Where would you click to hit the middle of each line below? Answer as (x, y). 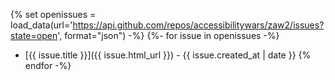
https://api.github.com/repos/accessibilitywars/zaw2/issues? (198, 25)
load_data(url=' (41, 25)
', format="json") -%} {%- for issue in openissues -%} (168, 35)
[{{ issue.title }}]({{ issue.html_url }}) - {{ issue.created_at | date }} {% (168, 55)
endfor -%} (48, 65)
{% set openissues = (53, 14)
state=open (34, 35)
